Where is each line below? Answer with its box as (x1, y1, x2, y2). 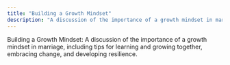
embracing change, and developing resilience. (7, 49, 138, 58)
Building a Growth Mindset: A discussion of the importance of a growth (7, 35, 207, 43)
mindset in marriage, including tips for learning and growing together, (7, 42, 203, 51)
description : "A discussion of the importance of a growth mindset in (7, 16, 213, 23)
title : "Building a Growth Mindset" (7, 10, 112, 17)
